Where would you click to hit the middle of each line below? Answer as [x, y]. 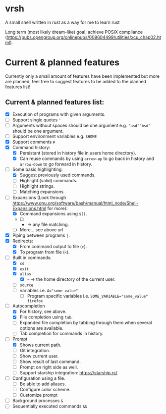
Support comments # [34, 142]
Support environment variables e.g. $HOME [55, 136]
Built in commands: [32, 258]
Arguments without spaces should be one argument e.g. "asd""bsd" [82, 125]
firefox [35, 301]
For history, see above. [43, 311]
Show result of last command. [50, 362]
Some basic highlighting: [37, 169]
